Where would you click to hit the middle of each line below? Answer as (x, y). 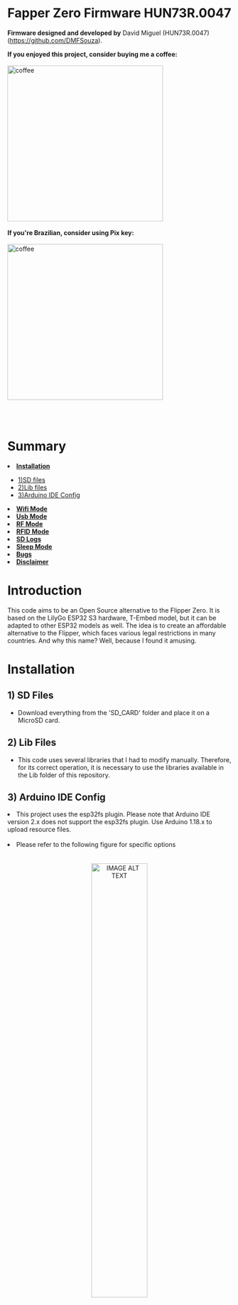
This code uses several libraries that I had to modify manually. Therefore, (124, 759)
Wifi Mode (32, 509)
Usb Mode (32, 516)
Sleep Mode (34, 546)
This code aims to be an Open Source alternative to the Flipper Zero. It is (114, 610)
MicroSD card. (39, 720)
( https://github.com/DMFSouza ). (55, 40)
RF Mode (30, 524)
